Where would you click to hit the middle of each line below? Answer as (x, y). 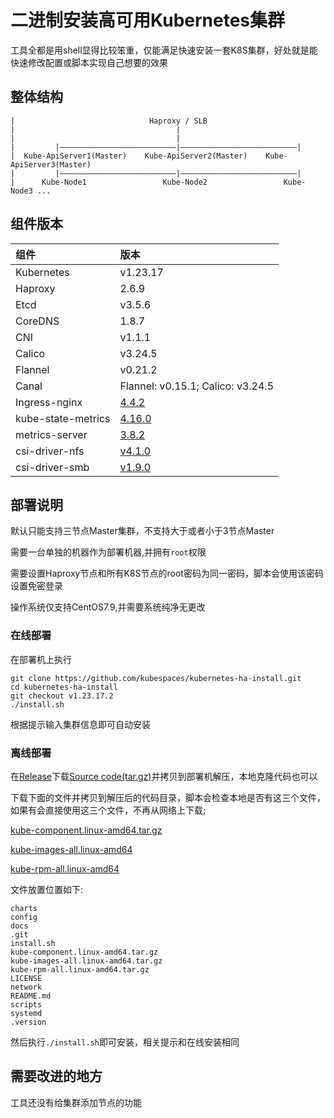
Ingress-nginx (49, 402)
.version (28, 1022)
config (24, 917)
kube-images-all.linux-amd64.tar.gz (86, 961)
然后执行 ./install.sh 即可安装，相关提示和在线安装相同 (125, 1042)
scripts (26, 1004)
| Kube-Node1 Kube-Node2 (109, 182)
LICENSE (26, 978)
